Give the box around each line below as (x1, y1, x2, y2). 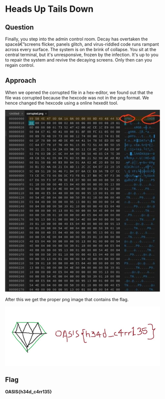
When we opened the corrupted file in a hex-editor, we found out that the (5, 90, 153, 95)
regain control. (5, 62, 35, 68)
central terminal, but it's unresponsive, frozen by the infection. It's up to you (5, 52, 159, 58)
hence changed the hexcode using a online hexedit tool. (5, 100, 119, 106)
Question (5, 23, 34, 31)
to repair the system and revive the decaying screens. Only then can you (5, 57, 152, 62)
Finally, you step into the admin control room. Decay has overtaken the (5, 36, 148, 42)
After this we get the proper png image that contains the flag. (5, 297, 129, 303)
